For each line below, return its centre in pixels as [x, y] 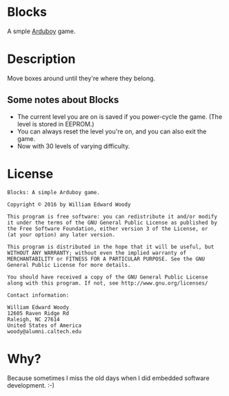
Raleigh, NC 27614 [33, 319]
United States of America [44, 326]
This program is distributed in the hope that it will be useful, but [111, 247]
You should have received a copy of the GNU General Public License [108, 277]
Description [41, 59]
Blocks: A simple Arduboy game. [53, 192]
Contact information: [38, 295]
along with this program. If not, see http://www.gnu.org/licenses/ [108, 283]
